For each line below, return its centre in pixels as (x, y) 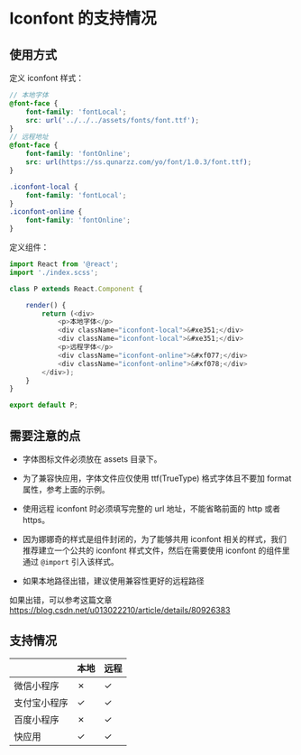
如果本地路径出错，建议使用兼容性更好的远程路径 (113, 580)
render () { (46, 305)
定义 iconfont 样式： (46, 78)
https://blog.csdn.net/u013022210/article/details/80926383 (120, 610)
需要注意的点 (45, 435)
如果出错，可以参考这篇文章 (61, 600)
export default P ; (44, 405)
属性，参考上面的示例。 (66, 489)
